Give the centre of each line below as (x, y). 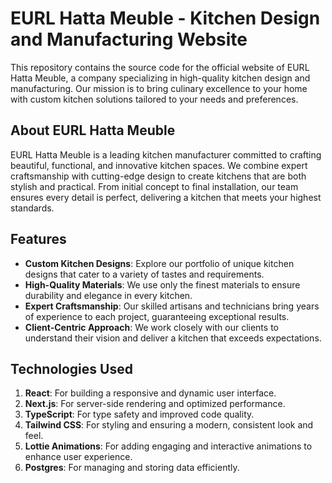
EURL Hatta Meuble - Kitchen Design (165, 18)
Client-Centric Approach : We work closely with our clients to (151, 327)
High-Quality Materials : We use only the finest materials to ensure (162, 284)
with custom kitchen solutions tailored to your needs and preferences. (154, 99)
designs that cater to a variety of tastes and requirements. (144, 274)
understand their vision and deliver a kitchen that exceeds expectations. (173, 338)
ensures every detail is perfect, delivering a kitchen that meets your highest (166, 197)
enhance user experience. (78, 457)
